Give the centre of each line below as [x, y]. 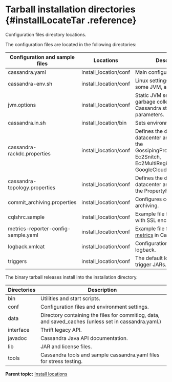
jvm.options [22, 105]
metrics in [147, 235]
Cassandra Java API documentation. [84, 338]
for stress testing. [61, 361]
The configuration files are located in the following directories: [71, 44]
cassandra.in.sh [27, 123]
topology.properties [32, 187]
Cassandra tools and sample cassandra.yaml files [100, 355]
